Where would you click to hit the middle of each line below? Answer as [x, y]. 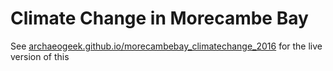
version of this [40, 56]
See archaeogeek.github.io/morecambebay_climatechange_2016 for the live [166, 46]
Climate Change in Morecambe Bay [159, 18]
